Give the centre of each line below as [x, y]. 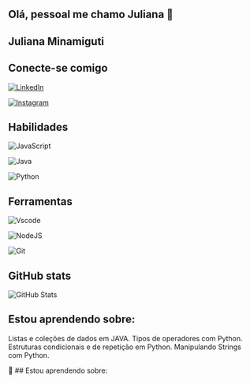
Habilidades [38, 127]
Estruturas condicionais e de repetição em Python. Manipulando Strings [125, 347]
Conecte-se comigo [58, 68]
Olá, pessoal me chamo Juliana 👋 [91, 15]
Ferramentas [40, 201]
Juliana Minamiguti [56, 41]
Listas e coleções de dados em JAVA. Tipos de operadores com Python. [125, 338]
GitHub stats [40, 275]
